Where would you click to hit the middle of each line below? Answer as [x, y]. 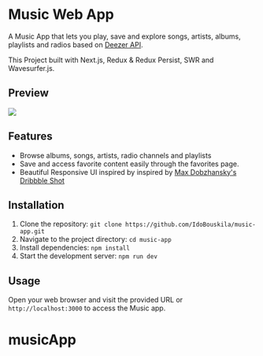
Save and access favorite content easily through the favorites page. [129, 164]
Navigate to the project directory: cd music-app [95, 239]
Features [30, 137]
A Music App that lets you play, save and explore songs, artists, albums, [125, 36]
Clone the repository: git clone [70, 224]
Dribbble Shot [42, 180]
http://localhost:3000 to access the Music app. [87, 308]
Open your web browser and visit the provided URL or [96, 300]
